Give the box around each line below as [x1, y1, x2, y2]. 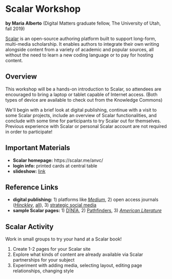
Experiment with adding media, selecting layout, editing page [12, 263, 142, 269]
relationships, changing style [12, 268, 74, 274]
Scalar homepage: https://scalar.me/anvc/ [12, 157, 104, 163]
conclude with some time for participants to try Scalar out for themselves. [5, 118, 161, 124]
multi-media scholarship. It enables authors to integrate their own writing [5, 41, 159, 47]
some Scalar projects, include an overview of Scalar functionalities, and [5, 112, 157, 118]
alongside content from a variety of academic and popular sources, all [5, 46, 154, 52]
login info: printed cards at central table [12, 162, 98, 169]
